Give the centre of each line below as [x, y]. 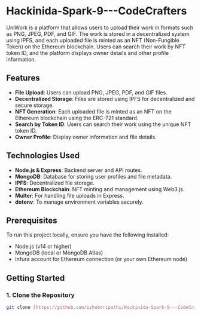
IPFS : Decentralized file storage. [54, 183]
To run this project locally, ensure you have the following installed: [88, 235]
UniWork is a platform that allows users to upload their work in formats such [100, 27]
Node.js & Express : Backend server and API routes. [78, 170]
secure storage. [34, 105]
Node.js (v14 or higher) [43, 247]
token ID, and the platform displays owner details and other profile [88, 53]
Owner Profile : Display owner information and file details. [86, 137]
